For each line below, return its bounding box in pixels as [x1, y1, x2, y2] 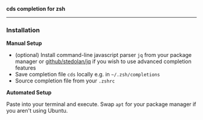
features [14, 64, 36, 72]
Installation [6, 25, 40, 34]
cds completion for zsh [6, 5, 65, 12]
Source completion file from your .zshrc [14, 77, 115, 84]
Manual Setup [6, 39, 42, 47]
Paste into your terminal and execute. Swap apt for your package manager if [6, 101, 196, 108]
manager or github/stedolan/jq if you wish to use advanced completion [14, 58, 192, 65]
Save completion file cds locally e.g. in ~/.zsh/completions [14, 71, 160, 78]
